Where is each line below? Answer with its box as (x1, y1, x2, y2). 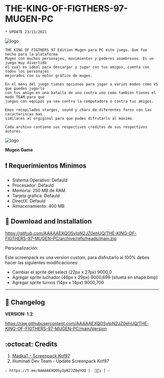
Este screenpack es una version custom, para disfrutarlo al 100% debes (5, 254, 150, 260)
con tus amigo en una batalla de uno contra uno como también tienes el (5, 90, 156, 95)
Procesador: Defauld (12, 182, 54, 188)
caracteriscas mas (5, 111, 42, 116)
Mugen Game (5, 147, 33, 153)
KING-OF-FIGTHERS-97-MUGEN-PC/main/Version (5, 326, 107, 332)
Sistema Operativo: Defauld (12, 177, 68, 183)
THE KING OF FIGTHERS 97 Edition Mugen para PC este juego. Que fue (5, 47, 147, 52)
